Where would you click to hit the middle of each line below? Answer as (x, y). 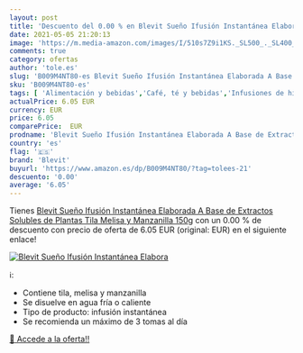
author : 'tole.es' (44, 68)
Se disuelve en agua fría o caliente (87, 303)
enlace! (23, 240)
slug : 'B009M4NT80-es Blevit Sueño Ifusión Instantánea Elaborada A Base (151, 77)
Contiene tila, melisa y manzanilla (84, 293)
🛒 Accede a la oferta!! (50, 339)
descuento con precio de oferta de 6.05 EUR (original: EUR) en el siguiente (148, 230)
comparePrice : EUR (46, 127)
